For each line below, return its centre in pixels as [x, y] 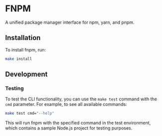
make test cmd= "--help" [30, 113]
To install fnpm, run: [26, 49]
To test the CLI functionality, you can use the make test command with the [81, 99]
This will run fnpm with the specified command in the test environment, [78, 123]
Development [27, 74]
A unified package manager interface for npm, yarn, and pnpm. [70, 22]
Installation [23, 38]
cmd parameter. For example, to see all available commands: [66, 104]
